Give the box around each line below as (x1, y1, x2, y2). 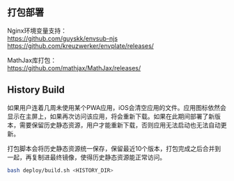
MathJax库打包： (7, 56, 57, 64)
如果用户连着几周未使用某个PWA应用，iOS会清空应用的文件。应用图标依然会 (7, 103, 226, 111)
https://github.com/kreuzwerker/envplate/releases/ (7, 41, 155, 50)
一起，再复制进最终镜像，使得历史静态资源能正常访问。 (7, 152, 166, 162)
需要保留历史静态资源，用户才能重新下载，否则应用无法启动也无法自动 (19, 120, 221, 129)
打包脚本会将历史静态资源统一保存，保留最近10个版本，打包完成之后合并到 (7, 144, 221, 152)
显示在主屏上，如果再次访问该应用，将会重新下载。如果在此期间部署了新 (7, 112, 214, 120)
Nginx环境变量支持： (7, 26, 68, 35)
